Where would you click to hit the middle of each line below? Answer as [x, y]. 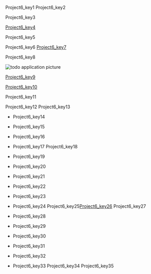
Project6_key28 [29, 216]
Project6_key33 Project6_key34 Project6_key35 [63, 266]
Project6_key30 [29, 236]
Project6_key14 [29, 117]
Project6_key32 [29, 256]
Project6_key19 [29, 156]
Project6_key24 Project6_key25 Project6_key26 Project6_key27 [79, 206]
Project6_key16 [29, 136]
